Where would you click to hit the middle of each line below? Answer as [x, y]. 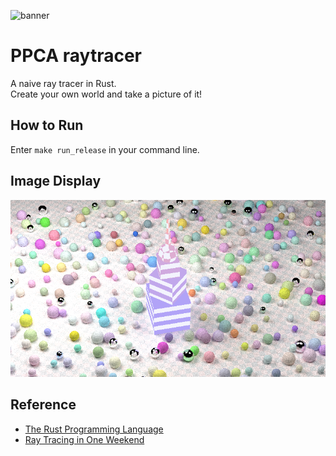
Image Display [56, 181]
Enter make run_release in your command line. [105, 149]
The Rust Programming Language [94, 429]
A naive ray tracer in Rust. [63, 83]
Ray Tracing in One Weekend [84, 439]
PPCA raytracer [76, 56]
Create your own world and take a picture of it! [106, 94]
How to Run [47, 125]
